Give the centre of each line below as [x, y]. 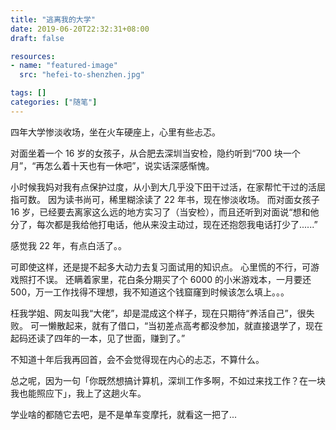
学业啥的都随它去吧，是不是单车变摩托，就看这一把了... [124, 414]
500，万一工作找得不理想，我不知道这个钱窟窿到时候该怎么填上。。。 [150, 292]
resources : [33, 56]
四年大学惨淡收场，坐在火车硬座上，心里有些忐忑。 [115, 132]
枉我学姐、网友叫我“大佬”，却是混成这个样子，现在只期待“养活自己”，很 [158, 313]
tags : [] [28, 93]
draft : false [37, 38]
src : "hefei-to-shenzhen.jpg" [82, 75]
